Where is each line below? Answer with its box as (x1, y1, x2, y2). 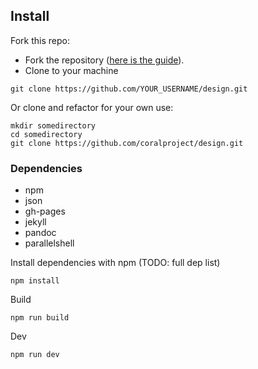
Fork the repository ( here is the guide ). (24, 54, 185, 66)
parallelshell (24, 237, 75, 249)
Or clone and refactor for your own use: (10, 101, 174, 113)
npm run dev (10, 350, 60, 360)
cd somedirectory (10, 129, 83, 139)
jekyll (24, 216, 47, 228)
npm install (10, 276, 60, 286)
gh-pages (24, 205, 66, 218)
